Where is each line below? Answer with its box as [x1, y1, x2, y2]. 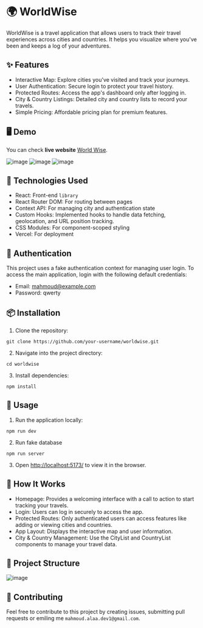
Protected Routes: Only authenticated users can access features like [15, 515, 187, 522]
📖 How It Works [6, 479, 66, 490]
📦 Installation [6, 307, 61, 318]
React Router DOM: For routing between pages [15, 198, 132, 205]
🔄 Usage [6, 400, 38, 410]
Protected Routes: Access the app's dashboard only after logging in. [15, 89, 187, 96]
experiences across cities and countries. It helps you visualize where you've [6, 35, 198, 43]
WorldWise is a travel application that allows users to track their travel [6, 29, 181, 37]
